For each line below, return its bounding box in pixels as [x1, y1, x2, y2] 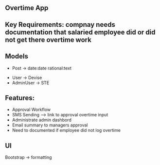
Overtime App [5, 4, 49, 12]
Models [5, 52, 28, 60]
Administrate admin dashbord [12, 117, 71, 123]
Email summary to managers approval [12, 122, 89, 128]
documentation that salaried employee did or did [5, 28, 156, 36]
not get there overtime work [5, 36, 91, 44]
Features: [5, 93, 35, 102]
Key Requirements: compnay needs [5, 20, 115, 29]
